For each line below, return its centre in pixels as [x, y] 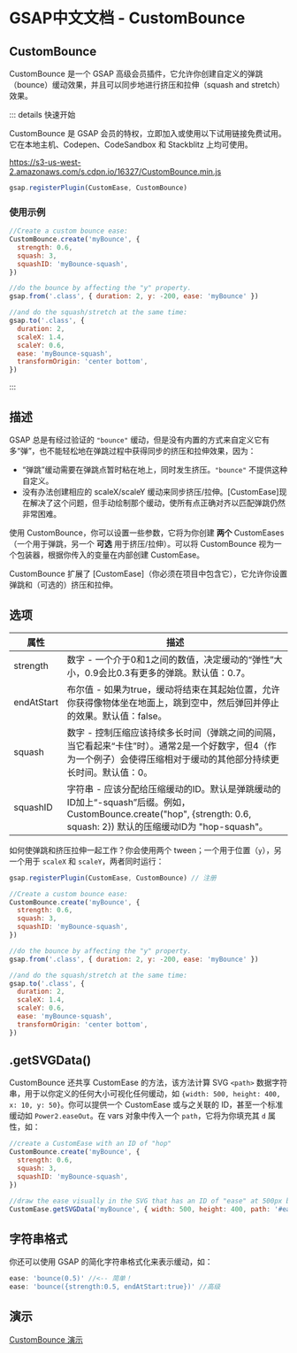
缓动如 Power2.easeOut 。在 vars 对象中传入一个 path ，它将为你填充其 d [138, 1116]
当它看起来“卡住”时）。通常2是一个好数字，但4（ [167, 746]
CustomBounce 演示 [46, 1339]
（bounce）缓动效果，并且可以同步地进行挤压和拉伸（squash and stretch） [147, 85]
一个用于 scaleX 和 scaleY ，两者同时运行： [87, 861]
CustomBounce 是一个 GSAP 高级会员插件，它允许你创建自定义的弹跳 [136, 73]
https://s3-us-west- [45, 162]
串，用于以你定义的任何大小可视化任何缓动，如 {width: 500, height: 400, [145, 1094]
